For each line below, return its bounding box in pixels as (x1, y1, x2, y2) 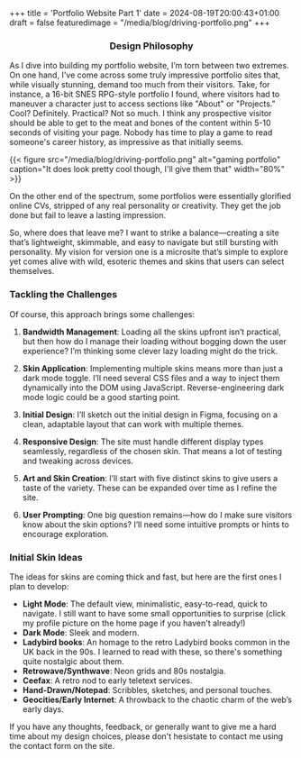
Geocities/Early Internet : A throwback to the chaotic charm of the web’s (22, 694, 293, 705)
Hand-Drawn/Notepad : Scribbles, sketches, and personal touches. (22, 684, 273, 695)
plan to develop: (9, 580, 69, 591)
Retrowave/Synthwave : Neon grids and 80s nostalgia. (22, 665, 226, 676)
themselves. (9, 266, 55, 277)
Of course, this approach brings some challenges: (9, 308, 196, 319)
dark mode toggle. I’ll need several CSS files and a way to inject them (22, 372, 280, 383)
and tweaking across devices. (22, 455, 133, 466)
